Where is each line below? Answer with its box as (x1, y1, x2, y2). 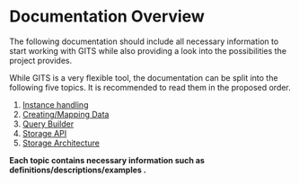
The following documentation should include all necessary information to (9, 36, 279, 47)
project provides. (9, 55, 73, 66)
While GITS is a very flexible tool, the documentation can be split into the (9, 72, 278, 83)
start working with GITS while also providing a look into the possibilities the (9, 45, 287, 56)
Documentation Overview (9, 6, 205, 27)
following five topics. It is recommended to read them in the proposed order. (9, 82, 292, 92)
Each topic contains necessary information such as (9, 154, 205, 165)
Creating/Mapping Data (22, 109, 110, 119)
